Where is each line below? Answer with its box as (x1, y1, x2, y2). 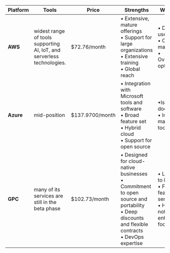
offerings (120, 28, 142, 34)
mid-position (33, 112, 65, 118)
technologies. (33, 59, 66, 66)
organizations (120, 46, 153, 54)
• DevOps (120, 233, 144, 240)
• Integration (120, 80, 151, 87)
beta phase (33, 205, 61, 212)
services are (33, 192, 63, 199)
